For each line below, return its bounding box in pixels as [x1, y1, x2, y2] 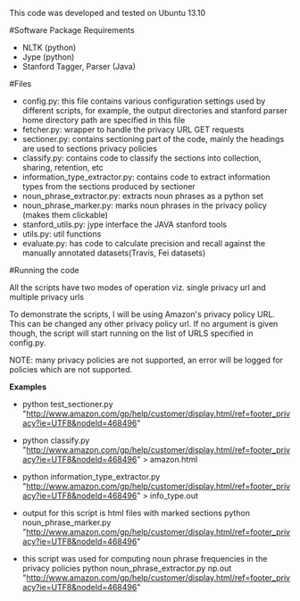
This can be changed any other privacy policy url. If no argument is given [9, 319, 279, 329]
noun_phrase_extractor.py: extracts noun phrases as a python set [21, 191, 263, 201]
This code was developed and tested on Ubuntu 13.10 [9, 8, 206, 18]
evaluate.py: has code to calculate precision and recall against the [21, 238, 266, 248]
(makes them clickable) [21, 210, 109, 220]
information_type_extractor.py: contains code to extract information [21, 171, 271, 182]
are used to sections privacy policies [21, 143, 158, 154]
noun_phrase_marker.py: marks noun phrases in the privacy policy [21, 200, 268, 211]
